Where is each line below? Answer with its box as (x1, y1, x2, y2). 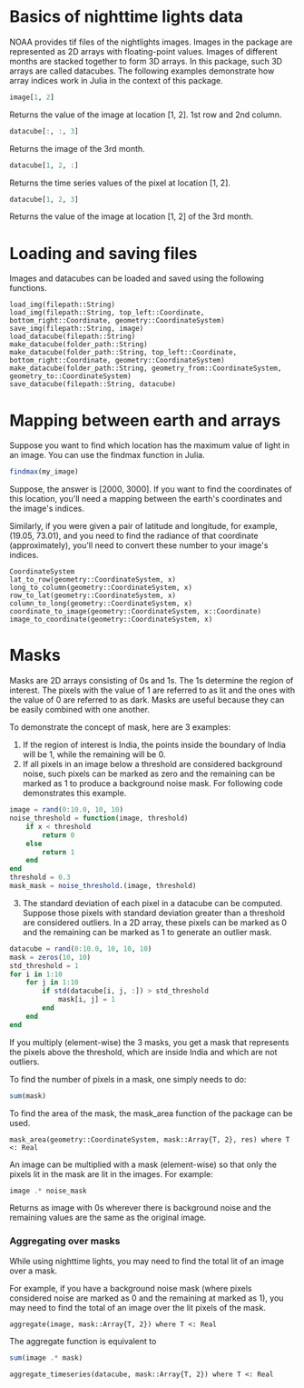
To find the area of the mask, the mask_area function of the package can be (9, 1107, 293, 1119)
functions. (9, 283, 47, 294)
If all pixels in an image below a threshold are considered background (22, 759, 283, 770)
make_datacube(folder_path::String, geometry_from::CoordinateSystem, (9, 364, 282, 374)
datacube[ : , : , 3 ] (9, 126, 79, 135)
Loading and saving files (9, 243, 198, 264)
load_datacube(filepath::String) (9, 332, 136, 342)
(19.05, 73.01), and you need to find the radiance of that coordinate (9, 530, 259, 542)
